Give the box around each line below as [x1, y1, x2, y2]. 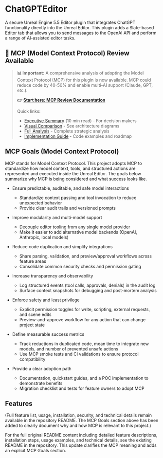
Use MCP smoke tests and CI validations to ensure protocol [19, 351, 139, 357]
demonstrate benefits [19, 380, 63, 386]
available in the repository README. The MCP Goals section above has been [5, 418, 159, 423]
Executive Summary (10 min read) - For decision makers [24, 118, 137, 124]
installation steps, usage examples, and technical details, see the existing [5, 437, 152, 443]
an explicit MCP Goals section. [5, 448, 67, 454]
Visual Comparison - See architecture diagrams [24, 123, 120, 128]
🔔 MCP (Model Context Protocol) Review [5, 49, 130, 57]
